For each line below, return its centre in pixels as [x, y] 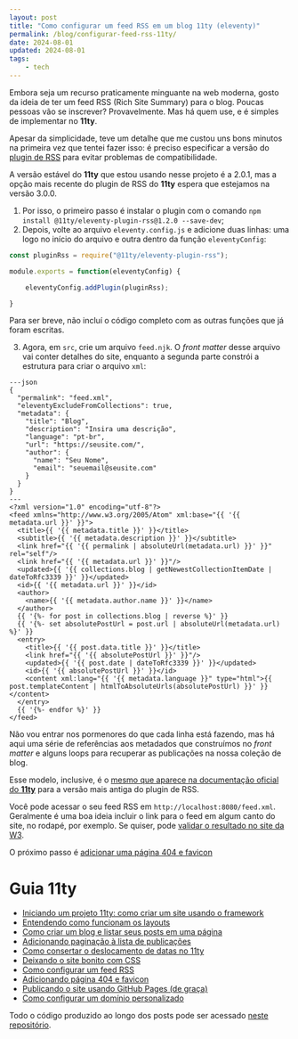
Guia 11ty [43, 888]
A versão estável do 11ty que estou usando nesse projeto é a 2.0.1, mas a [143, 174]
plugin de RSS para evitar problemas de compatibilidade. [113, 157]
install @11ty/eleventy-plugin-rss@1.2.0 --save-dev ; [123, 220]
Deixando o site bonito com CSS [81, 961]
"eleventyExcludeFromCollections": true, [95, 406]
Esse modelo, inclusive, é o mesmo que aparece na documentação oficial [144, 780]
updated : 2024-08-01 [48, 51]
